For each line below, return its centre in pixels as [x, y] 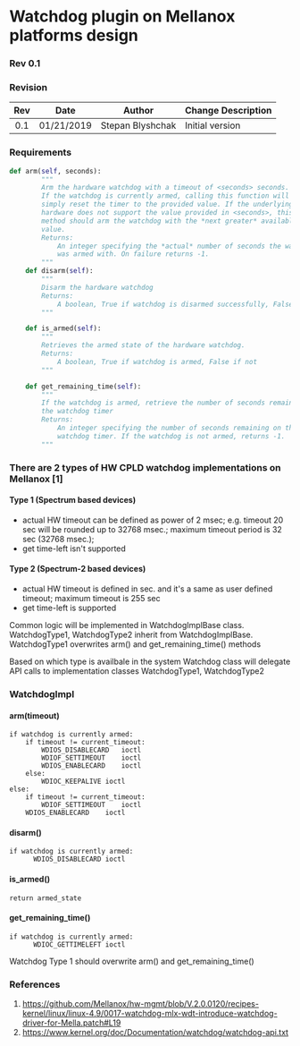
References [35, 984]
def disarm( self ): [59, 271]
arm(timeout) [34, 715]
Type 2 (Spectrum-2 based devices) [78, 569]
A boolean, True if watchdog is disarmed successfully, [163, 304]
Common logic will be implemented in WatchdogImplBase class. [127, 625]
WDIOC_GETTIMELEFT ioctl [79, 944]
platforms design [74, 35]
